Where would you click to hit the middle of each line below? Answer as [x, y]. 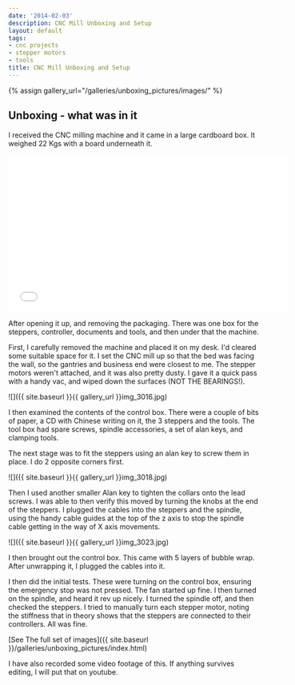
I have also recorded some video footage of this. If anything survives [122, 663]
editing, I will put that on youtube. [63, 671]
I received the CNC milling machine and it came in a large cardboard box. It [132, 135]
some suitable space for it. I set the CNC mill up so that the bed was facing [131, 356]
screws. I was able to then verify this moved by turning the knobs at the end [133, 501]
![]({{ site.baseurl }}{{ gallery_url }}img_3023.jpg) [89, 542]
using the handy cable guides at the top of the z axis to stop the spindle [126, 518]
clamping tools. [34, 437]
